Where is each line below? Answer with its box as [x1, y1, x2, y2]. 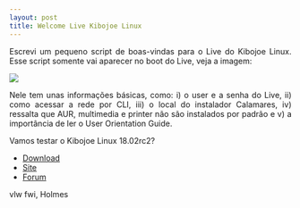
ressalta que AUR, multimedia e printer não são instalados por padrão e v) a [9, 108, 292, 119]
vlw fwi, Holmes [9, 188, 69, 199]
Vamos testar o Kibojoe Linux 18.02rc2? [9, 135, 155, 146]
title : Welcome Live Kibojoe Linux [9, 21, 142, 30]
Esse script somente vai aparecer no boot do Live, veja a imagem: [9, 55, 253, 66]
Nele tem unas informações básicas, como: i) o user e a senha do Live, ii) [9, 89, 292, 100]
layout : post [9, 12, 58, 22]
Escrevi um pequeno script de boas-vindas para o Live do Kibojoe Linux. [9, 46, 292, 56]
